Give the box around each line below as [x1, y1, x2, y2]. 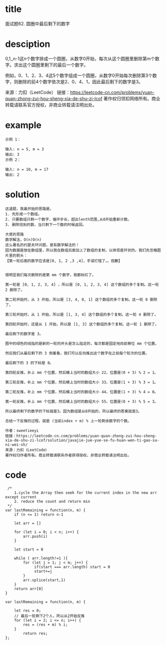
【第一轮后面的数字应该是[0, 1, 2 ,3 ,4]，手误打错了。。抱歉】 [5, 258, 122, 263]
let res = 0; [14, 608, 41, 613]
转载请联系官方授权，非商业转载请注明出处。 [5, 101, 97, 108]
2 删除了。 [5, 287, 25, 293]
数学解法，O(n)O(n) [5, 237, 42, 242]
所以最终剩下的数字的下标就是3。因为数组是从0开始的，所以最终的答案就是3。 [5, 408, 142, 414]
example [5, 120, 42, 131]
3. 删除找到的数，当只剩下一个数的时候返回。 [5, 222, 86, 227]
